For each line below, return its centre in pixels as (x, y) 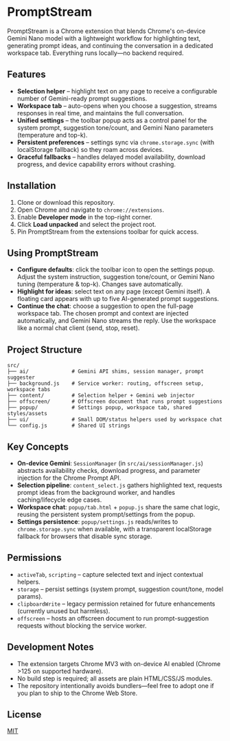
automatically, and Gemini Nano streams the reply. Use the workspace (116, 321)
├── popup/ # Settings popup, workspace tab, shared (100, 408)
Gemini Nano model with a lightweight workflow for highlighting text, (104, 38)
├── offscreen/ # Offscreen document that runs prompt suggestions (115, 402)
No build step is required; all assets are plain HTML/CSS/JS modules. (115, 678)
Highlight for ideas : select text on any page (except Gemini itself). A (114, 291)
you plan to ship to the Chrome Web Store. (77, 693)
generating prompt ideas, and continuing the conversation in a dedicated (110, 45)
